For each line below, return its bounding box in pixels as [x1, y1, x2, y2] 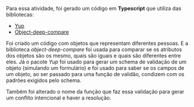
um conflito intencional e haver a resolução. [6, 94, 112, 101]
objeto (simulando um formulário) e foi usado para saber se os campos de [6, 65, 185, 72]
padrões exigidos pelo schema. [6, 77, 82, 84]
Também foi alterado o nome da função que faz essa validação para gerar [6, 88, 185, 95]
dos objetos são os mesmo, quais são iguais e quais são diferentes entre [6, 52, 181, 59]
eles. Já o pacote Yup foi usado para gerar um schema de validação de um [6, 58, 187, 65]
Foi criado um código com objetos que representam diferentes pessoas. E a [6, 40, 189, 47]
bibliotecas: [6, 11, 34, 18]
